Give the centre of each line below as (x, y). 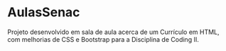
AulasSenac (44, 12)
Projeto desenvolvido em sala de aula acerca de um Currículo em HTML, (113, 32)
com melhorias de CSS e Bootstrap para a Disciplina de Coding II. (103, 39)
